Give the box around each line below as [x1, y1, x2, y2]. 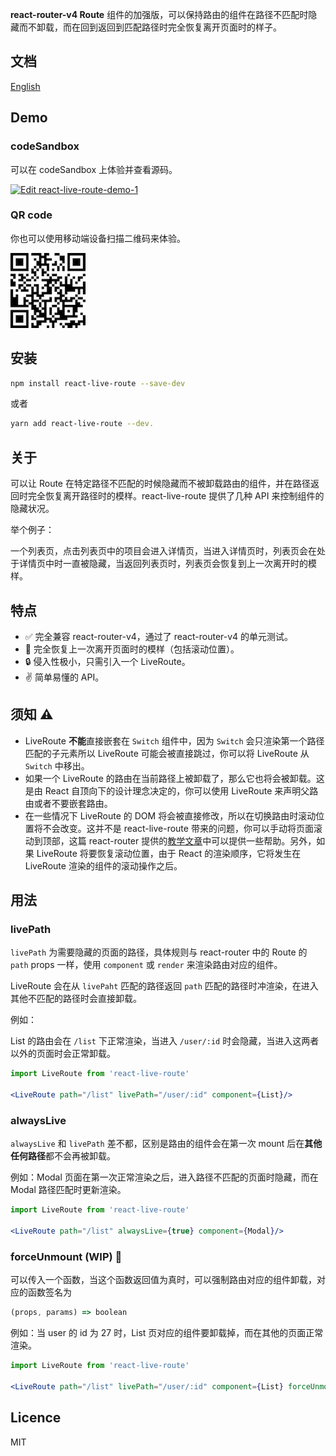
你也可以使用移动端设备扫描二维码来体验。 [10, 232, 186, 244]
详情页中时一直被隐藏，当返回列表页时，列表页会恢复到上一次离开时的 [18, 558, 308, 570]
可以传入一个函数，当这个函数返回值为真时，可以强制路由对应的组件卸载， [10, 1274, 317, 1286]
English [10, 80, 41, 92]
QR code [10, 208, 53, 222]
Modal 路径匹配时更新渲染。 [10, 1184, 127, 1196]
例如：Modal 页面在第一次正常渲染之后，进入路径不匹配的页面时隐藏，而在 [10, 1171, 319, 1183]
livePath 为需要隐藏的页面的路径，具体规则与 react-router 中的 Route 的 [10, 946, 308, 958]
